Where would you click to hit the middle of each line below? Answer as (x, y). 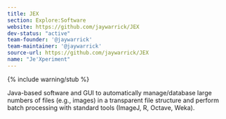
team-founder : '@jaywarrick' (50, 40)
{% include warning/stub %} (48, 79)
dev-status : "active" (39, 33)
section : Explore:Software (47, 20)
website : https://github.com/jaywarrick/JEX (73, 27)
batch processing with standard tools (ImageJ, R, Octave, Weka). (101, 107)
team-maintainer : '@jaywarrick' (54, 46)
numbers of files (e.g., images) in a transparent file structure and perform (113, 100)
